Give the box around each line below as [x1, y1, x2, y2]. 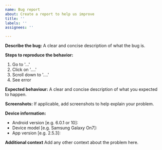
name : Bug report [5, 7, 40, 12]
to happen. [5, 92, 27, 98]
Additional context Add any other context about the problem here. [5, 139, 139, 146]
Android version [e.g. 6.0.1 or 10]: [12, 120, 78, 126]
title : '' [5, 16, 25, 21]
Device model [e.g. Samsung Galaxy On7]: [12, 125, 97, 131]
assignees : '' [5, 25, 34, 30]
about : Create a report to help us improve [5, 12, 95, 17]
